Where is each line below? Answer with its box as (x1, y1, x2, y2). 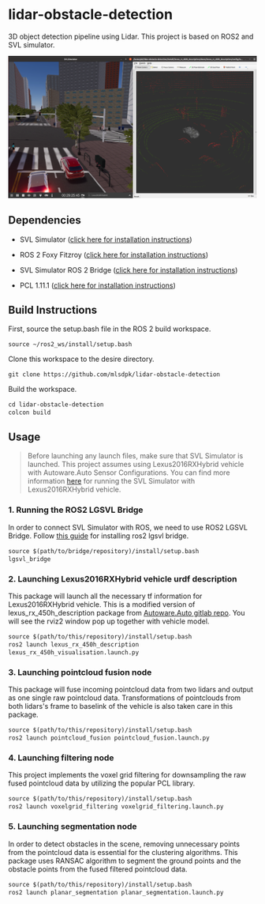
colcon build (8, 409, 51, 416)
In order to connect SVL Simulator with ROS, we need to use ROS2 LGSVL (8, 522, 248, 532)
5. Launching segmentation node (8, 821, 137, 832)
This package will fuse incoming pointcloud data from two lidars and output (8, 685, 254, 695)
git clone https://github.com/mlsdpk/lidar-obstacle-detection (8, 371, 221, 379)
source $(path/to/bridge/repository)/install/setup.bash (8, 547, 200, 555)
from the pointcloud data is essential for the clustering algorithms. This (8, 847, 238, 857)
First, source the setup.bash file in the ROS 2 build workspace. (8, 324, 211, 333)
